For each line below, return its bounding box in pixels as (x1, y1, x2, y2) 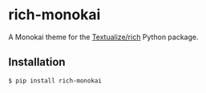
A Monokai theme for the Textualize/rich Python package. (8, 32, 199, 42)
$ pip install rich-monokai (8, 76, 103, 85)
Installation (8, 55, 66, 69)
